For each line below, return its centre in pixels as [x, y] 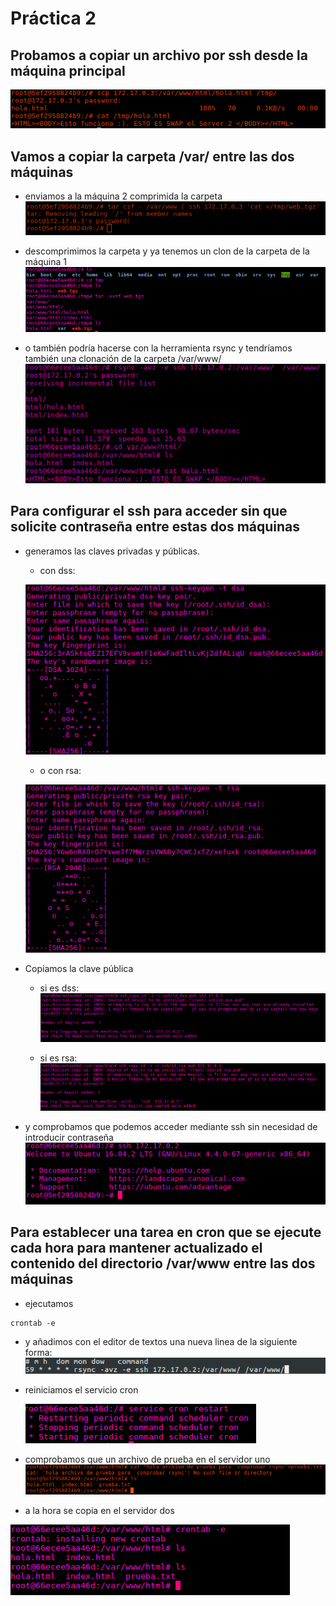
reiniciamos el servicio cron [81, 1390]
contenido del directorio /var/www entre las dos [163, 1263]
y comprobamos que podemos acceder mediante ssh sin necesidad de [171, 1127]
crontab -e [33, 1323]
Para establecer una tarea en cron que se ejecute [166, 1232]
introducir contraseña [69, 1138]
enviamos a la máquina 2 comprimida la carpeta [123, 196]
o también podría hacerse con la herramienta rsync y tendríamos [158, 348]
